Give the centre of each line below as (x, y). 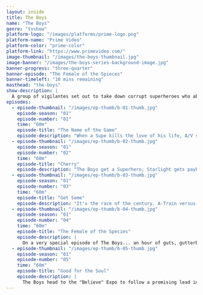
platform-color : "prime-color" (46, 46)
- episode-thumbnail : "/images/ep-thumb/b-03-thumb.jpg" (85, 175)
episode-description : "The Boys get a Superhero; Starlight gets (101, 170)
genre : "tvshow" (27, 29)
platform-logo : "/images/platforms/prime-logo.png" (72, 35)
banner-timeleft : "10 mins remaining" (55, 79)
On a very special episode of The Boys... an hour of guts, (99, 243)
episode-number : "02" (44, 153)
